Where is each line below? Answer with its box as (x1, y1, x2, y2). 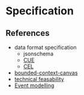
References (5, 28, 50, 38)
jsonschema (23, 50, 53, 57)
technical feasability (14, 76, 64, 82)
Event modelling (14, 82, 55, 89)
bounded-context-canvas (14, 69, 78, 76)
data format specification (14, 44, 77, 51)
